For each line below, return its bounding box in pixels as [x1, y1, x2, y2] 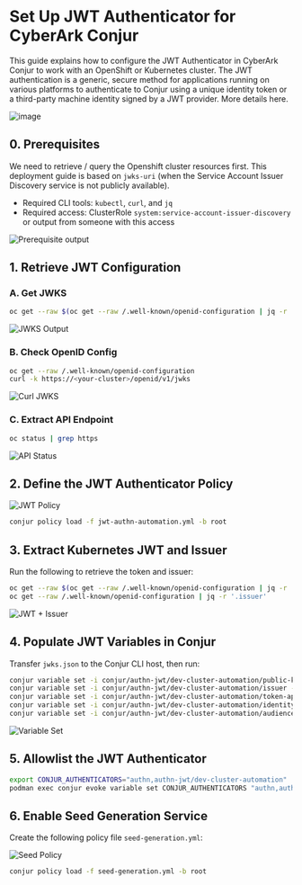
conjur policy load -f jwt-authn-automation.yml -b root [9, 517, 227, 527]
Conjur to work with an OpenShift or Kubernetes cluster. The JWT [9, 65, 253, 76]
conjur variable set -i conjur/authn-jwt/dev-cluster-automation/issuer [9, 684, 288, 693]
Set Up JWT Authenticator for [9, 6, 236, 27]
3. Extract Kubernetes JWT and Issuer [9, 542, 227, 558]
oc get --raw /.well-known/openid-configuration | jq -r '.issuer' [9, 592, 268, 601]
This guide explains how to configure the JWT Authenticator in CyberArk [9, 55, 279, 66]
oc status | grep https [9, 434, 99, 442]
